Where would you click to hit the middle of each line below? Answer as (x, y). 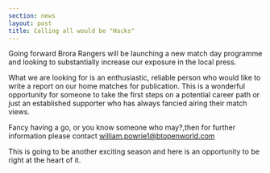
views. (19, 112)
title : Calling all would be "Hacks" (72, 31)
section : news (32, 16)
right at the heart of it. (45, 160)
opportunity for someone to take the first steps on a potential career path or (134, 95)
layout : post (30, 23)
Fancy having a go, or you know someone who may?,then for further (122, 128)
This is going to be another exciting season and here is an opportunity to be (134, 152)
